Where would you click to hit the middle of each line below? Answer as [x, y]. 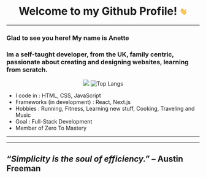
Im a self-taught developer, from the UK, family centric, [90, 54]
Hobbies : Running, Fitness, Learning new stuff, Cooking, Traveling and [105, 109]
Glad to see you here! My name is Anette [68, 38]
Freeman [24, 169]
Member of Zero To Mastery [51, 128]
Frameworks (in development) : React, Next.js [73, 102]
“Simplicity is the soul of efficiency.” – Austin [95, 159]
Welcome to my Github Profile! [98, 11]
